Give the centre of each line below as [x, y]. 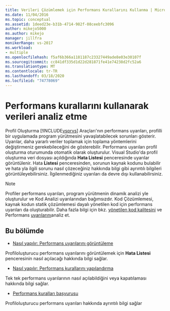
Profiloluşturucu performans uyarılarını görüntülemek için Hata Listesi [78, 253]
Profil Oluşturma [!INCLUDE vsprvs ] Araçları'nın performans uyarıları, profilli [84, 130]
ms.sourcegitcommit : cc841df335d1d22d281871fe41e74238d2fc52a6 [73, 62]
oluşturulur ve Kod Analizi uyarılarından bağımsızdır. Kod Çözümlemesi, [79, 199]
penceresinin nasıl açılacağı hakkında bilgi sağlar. [56, 258]
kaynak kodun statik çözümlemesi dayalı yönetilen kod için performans [79, 204]
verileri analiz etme [46, 116]
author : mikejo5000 [26, 29]
